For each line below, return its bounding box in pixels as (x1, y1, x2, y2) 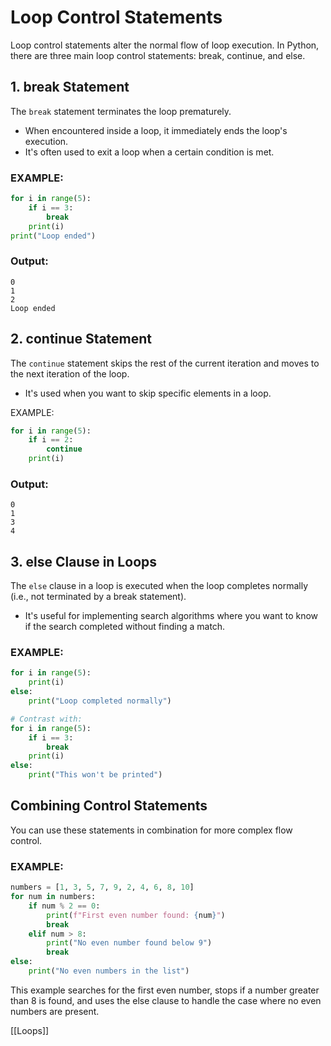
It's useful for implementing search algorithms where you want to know (24, 610, 319, 622)
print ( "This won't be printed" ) (28, 770, 163, 780)
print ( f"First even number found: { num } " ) (46, 910, 226, 920)
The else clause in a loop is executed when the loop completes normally (10, 580, 309, 592)
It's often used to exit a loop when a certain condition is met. (24, 146, 275, 158)
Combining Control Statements (10, 797, 208, 815)
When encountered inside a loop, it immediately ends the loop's (24, 124, 288, 136)
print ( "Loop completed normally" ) (28, 696, 172, 706)
